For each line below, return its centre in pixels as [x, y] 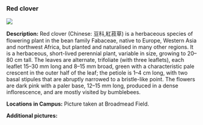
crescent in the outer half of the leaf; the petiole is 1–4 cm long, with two [97, 73]
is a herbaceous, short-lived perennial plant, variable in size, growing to [96, 53]
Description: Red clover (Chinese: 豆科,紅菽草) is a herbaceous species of [100, 34]
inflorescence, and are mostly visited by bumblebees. [74, 92]
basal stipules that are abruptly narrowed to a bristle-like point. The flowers [101, 79]
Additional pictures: [32, 116]
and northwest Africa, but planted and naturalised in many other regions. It [100, 47]
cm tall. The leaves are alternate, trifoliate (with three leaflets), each [99, 60]
